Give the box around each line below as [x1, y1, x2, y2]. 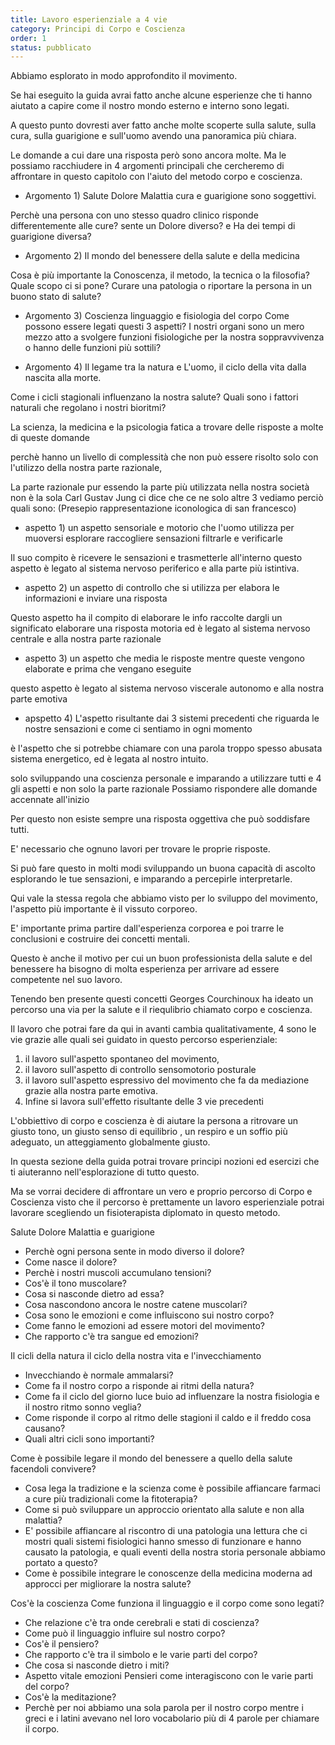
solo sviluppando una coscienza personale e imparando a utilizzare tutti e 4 [10, 772, 322, 785]
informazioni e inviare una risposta [24, 592, 168, 605]
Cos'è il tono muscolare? [24, 1277, 127, 1290]
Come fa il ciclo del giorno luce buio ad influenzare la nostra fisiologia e [24, 1391, 320, 1403]
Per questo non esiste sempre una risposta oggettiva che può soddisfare [10, 813, 311, 825]
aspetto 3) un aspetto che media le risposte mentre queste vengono [24, 652, 305, 665]
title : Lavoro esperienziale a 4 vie [10, 14, 168, 25]
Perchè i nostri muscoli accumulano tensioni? [24, 1267, 212, 1279]
